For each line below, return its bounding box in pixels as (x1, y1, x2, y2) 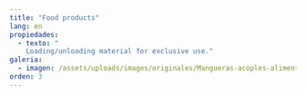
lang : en (9, 22, 43, 31)
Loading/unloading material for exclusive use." (25, 47, 214, 56)
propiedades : (9, 30, 59, 39)
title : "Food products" (9, 13, 100, 23)
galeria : (9, 55, 43, 64)
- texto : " (17, 38, 59, 48)
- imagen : (17, 64, 55, 73)
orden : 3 (9, 72, 43, 81)
